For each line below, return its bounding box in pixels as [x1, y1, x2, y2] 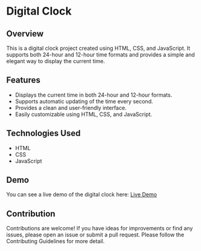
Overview [6, 29, 44, 39]
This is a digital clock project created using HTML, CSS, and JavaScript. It [6, 44, 191, 52]
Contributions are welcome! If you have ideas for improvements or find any [6, 225, 193, 232]
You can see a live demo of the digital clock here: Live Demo [6, 191, 157, 198]
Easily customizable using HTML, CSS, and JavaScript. [15, 111, 153, 118]
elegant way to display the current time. [6, 58, 105, 64]
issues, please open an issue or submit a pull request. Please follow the [6, 231, 185, 238]
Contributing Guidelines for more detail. [6, 238, 105, 245]
